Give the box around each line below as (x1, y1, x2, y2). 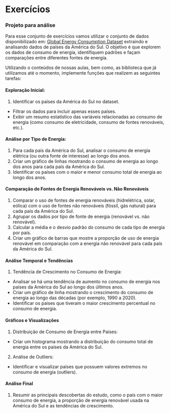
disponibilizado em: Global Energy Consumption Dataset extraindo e (5, 39, 148, 45)
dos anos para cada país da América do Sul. (12, 164, 106, 170)
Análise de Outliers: (12, 354, 54, 360)
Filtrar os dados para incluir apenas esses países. (12, 108, 117, 114)
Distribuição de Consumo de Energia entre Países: (12, 329, 118, 335)
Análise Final (5, 380, 33, 387)
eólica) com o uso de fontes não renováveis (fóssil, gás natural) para (12, 203, 156, 209)
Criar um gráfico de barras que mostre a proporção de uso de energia (12, 235, 159, 241)
